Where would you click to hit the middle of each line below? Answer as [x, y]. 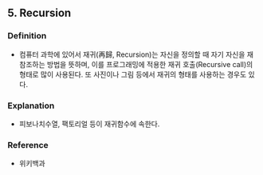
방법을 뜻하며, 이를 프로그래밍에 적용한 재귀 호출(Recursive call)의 [150, 64]
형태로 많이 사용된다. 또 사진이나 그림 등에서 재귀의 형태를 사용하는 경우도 [133, 74]
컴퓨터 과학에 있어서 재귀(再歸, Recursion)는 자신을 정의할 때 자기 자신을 [132, 54]
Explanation [31, 105]
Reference [28, 145]
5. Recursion [39, 13]
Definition [27, 36]
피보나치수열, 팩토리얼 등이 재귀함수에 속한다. [89, 124]
